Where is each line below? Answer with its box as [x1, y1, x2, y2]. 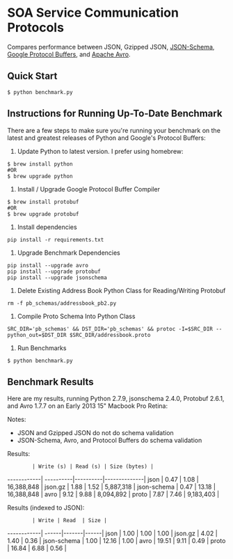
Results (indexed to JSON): [7, 503, 85, 512]
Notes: [7, 416, 26, 424]
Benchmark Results [7, 376, 94, 388]
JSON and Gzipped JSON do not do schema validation [17, 429, 174, 437]
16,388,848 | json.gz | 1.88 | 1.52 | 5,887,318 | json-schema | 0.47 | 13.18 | [7, 482, 216, 491]
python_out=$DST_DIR [7, 331, 67, 338]
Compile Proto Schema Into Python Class [17, 312, 136, 320]
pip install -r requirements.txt [7, 236, 104, 243]
